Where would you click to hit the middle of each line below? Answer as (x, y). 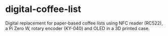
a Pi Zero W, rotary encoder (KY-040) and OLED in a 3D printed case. (78, 28)
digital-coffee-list (43, 9)
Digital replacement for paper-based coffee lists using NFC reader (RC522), (84, 23)
